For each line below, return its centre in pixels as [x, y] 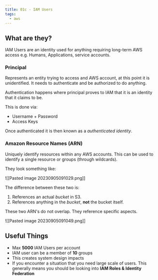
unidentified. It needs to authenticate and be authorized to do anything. [76, 83]
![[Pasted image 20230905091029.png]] [45, 178]
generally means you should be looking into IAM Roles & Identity [77, 268]
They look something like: [31, 169]
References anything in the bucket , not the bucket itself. [68, 202]
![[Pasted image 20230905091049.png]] [45, 220]
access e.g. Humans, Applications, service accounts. [58, 55]
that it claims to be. [24, 98]
